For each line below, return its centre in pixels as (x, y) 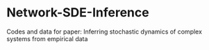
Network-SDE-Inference (78, 13)
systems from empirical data (47, 38)
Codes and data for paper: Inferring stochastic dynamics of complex (104, 32)
